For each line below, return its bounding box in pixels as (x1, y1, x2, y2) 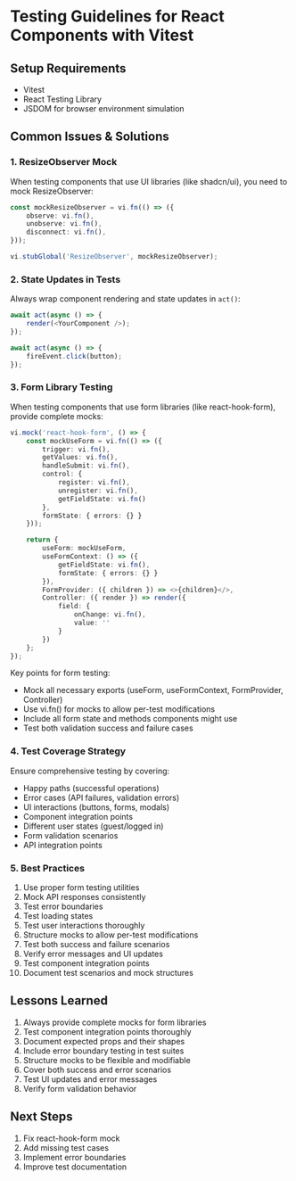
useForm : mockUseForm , (42, 544, 127, 553)
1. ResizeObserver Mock (10, 156, 118, 169)
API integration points (22, 839, 103, 850)
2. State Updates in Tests (10, 273, 121, 285)
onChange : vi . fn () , (73, 610, 146, 619)
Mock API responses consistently (22, 892, 146, 902)
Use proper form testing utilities (22, 882, 140, 893)
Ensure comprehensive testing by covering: (10, 765, 170, 776)
